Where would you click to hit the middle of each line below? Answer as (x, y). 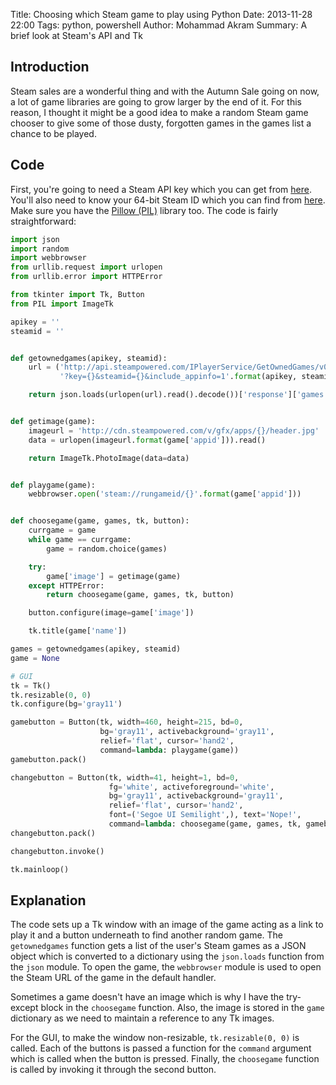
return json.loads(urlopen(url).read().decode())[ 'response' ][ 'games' (178, 395)
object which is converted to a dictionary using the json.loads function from (167, 956)
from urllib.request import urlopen (86, 267)
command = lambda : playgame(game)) (169, 750)
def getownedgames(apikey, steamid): (89, 358)
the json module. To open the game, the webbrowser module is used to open (166, 967)
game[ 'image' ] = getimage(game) (114, 576)
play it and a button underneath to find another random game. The (147, 935)
